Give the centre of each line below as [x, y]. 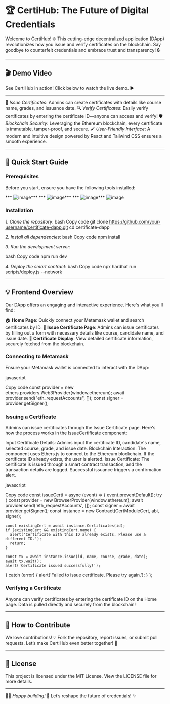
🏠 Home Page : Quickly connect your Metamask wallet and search [75, 320]
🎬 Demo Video [29, 73]
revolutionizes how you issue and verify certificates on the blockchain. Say [83, 44]
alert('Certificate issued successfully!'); [53, 566]
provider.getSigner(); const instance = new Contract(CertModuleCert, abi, [82, 511]
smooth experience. [26, 141]
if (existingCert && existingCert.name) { [51, 530]
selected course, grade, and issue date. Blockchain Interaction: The [76, 448]
